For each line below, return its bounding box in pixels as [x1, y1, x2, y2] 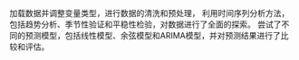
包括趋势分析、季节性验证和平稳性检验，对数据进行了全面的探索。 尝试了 [9, 19, 282, 30]
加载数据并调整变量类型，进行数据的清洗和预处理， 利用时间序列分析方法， [9, 8, 290, 18]
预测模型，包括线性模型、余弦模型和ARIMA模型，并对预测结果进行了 [24, 30, 281, 40]
